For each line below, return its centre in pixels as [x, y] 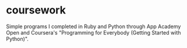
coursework [36, 10]
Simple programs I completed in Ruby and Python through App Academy [93, 26]
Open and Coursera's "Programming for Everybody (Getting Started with [93, 32]
